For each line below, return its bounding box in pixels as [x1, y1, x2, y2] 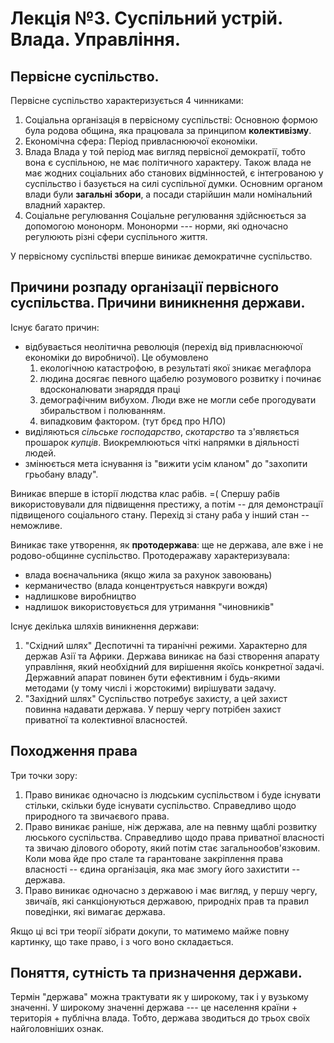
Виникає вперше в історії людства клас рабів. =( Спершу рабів [10, 487, 280, 499]
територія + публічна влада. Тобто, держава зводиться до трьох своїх [10, 1012, 311, 1024]
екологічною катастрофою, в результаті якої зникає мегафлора [39, 362, 312, 374]
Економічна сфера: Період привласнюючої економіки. [24, 135, 258, 147]
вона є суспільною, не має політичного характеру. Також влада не [24, 157, 312, 168]
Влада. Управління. [10, 28, 182, 51]
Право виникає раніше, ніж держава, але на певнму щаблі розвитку [24, 820, 318, 832]
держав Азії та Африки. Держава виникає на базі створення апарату [24, 650, 320, 662]
